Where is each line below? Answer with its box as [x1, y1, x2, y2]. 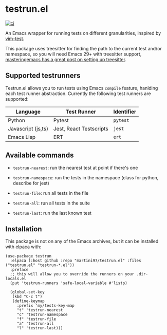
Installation [5, 225, 42, 233]
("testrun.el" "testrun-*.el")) [5, 263, 75, 268]
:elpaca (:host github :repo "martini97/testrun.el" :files [10, 258, 141, 264]
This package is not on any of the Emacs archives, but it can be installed [5, 238, 159, 245]
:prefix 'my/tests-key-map [16, 303, 75, 308]
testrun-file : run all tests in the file [12, 190, 89, 196]
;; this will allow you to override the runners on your [10, 272, 135, 277]
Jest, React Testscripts [53, 125, 109, 132]
